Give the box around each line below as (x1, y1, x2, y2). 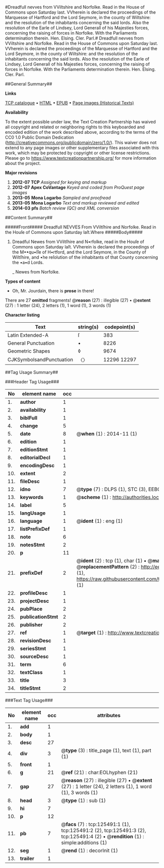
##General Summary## (5, 81, 52, 87)
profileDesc (20, 590, 48, 596)
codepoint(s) (104, 324, 136, 330)
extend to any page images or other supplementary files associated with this (5, 145, 159, 150)
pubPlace (20, 605, 43, 612)
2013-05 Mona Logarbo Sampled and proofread (12, 195, 111, 201)
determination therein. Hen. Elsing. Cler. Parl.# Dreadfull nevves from (5, 35, 144, 41)
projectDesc (20, 598, 49, 604)
